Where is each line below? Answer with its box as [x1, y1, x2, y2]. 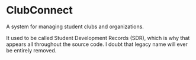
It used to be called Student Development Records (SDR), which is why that [6, 34, 190, 41]
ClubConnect [6, 4, 73, 17]
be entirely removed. [6, 46, 57, 54]
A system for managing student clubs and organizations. [6, 23, 144, 30]
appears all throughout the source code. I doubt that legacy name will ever [6, 41, 188, 48]
